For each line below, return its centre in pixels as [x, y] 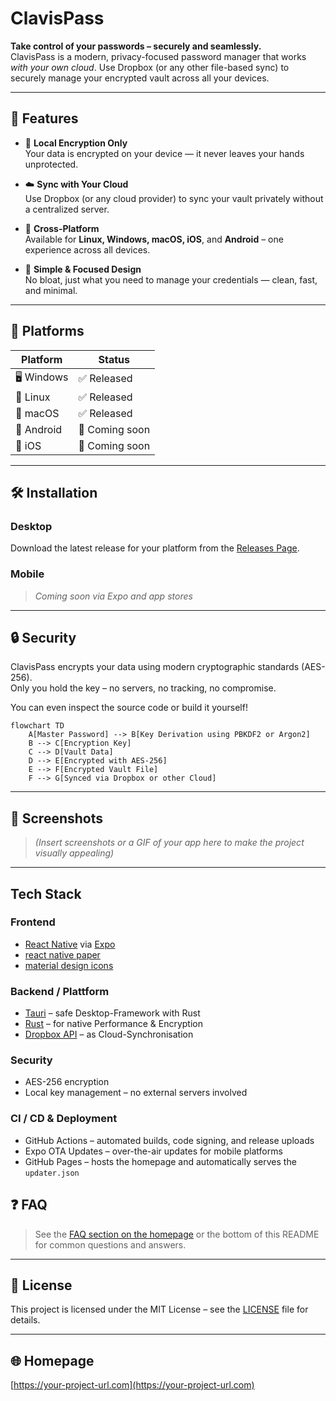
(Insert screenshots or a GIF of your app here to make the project [169, 843]
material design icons [69, 965]
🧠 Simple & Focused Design [83, 269]
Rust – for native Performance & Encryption [113, 1024]
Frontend [33, 922]
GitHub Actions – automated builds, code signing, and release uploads [169, 1140]
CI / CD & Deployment [64, 1119]
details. [25, 1320]
